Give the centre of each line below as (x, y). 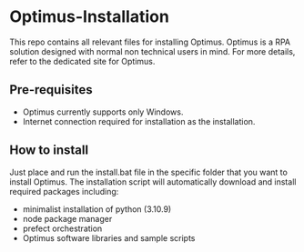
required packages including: (64, 191)
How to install (49, 151)
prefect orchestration (62, 228)
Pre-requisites (51, 90)
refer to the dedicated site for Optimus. (82, 61)
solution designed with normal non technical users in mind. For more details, (152, 51)
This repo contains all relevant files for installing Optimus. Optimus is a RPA (150, 42)
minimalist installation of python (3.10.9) (97, 209)
